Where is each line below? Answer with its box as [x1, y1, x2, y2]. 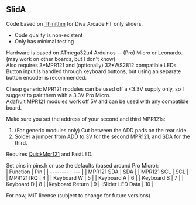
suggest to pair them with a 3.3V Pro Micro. [6, 91, 111, 98]
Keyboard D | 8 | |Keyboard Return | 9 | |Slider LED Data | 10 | [6, 180, 154, 187]
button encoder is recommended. [6, 74, 87, 81]
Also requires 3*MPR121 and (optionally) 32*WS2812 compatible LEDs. [6, 61, 178, 69]
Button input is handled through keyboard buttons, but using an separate [6, 67, 181, 75]
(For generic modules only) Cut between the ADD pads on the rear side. [14, 127, 188, 134]
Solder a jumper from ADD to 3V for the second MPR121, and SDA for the [14, 133, 190, 140]
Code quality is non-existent [14, 32, 83, 39]
